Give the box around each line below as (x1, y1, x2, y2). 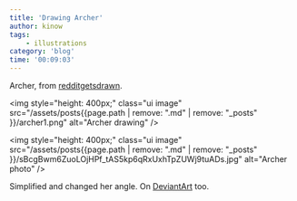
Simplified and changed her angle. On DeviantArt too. (9, 181, 210, 191)
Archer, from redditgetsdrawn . (9, 81, 123, 91)
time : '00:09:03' (9, 55, 75, 64)
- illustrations (25, 38, 88, 48)
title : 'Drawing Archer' (9, 13, 104, 23)
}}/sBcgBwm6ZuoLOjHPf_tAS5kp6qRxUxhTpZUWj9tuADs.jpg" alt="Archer (9, 154, 288, 164)
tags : (9, 30, 30, 39)
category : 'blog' (9, 47, 75, 56)
